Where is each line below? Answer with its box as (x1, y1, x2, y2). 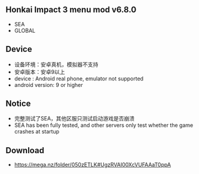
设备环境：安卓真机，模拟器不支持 (14, 61, 99, 68)
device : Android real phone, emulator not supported (14, 74, 144, 82)
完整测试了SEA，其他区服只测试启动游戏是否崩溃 (14, 115, 135, 122)
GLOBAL (14, 27, 36, 34)
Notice (5, 98, 31, 109)
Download (5, 145, 44, 156)
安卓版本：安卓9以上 (14, 68, 65, 75)
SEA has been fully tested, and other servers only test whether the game (14, 122, 194, 129)
